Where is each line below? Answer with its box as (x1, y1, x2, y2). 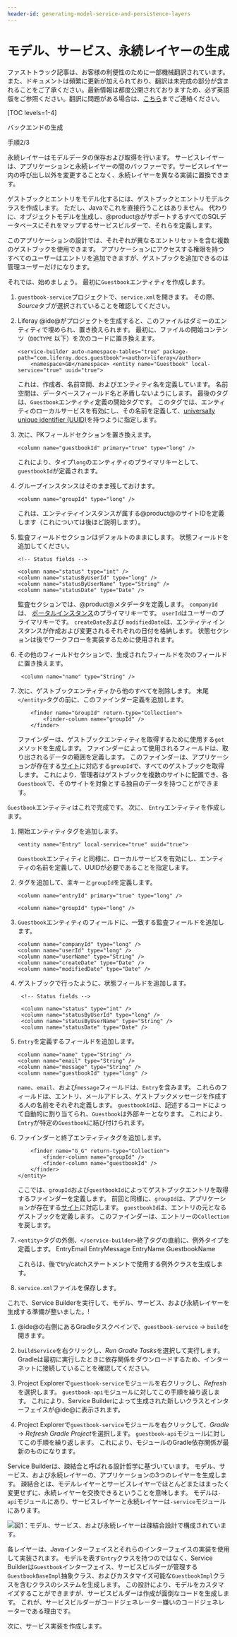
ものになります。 (30, 1446, 80, 1455)
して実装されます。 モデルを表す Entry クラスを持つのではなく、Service (7, 1554, 213, 1562)
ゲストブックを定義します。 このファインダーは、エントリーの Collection (17, 1212, 230, 1220)
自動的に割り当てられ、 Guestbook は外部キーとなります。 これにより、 (23, 1109, 226, 1118)
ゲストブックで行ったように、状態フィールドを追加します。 (17, 979, 190, 987)
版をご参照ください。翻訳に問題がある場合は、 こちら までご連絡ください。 (7, 94, 224, 102)
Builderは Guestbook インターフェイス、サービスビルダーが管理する (7, 1562, 198, 1571)
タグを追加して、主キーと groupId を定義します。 (17, 877, 157, 887)
